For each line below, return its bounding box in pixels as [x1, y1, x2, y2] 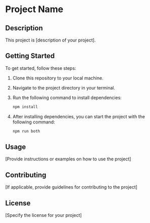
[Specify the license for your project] [5, 212, 82, 218]
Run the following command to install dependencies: [12, 95, 122, 101]
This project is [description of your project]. [5, 37, 96, 43]
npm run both [12, 128, 40, 133]
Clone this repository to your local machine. [12, 75, 104, 81]
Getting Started [5, 52, 55, 60]
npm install [12, 104, 38, 109]
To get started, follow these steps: [5, 65, 77, 71]
